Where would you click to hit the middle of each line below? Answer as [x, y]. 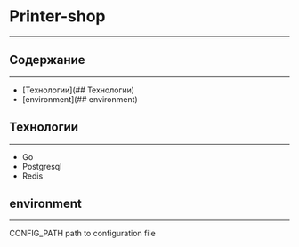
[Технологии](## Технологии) [78, 90]
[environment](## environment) [80, 99]
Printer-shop [57, 16]
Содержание [48, 60]
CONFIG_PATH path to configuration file [82, 234]
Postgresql [42, 166]
